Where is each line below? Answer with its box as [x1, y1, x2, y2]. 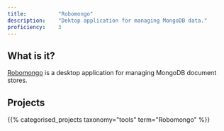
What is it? [7, 50, 55, 62]
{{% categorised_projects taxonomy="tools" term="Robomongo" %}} [7, 115, 211, 124]
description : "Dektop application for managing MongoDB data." [7, 17, 208, 24]
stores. [7, 76, 28, 85]
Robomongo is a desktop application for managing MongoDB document [7, 69, 217, 77]
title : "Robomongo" [7, 10, 94, 18]
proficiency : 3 [7, 23, 62, 30]
